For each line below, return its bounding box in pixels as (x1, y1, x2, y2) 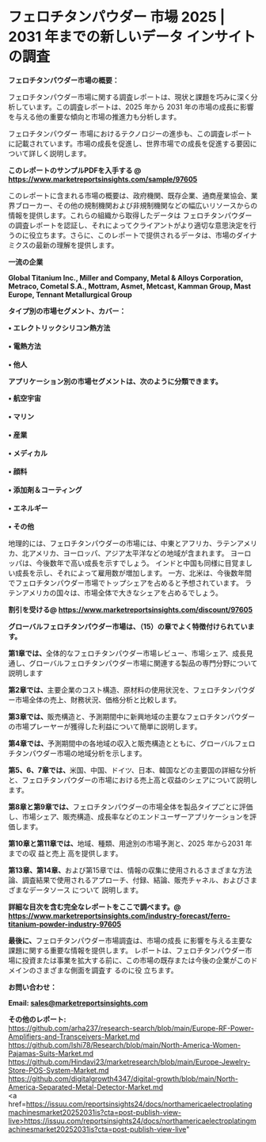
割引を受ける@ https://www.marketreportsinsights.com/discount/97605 (8, 605, 253, 614)
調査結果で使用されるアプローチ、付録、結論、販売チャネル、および (21, 875, 244, 884)
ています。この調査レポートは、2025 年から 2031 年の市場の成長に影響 (21, 101, 254, 112)
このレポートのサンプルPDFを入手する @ (8, 165, 142, 175)
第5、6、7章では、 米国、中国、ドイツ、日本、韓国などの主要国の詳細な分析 (8, 765, 256, 774)
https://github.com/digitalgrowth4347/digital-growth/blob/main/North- (8, 1074, 239, 1083)
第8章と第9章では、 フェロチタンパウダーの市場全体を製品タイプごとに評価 (8, 802, 253, 812)
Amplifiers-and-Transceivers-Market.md (8, 1032, 140, 1041)
